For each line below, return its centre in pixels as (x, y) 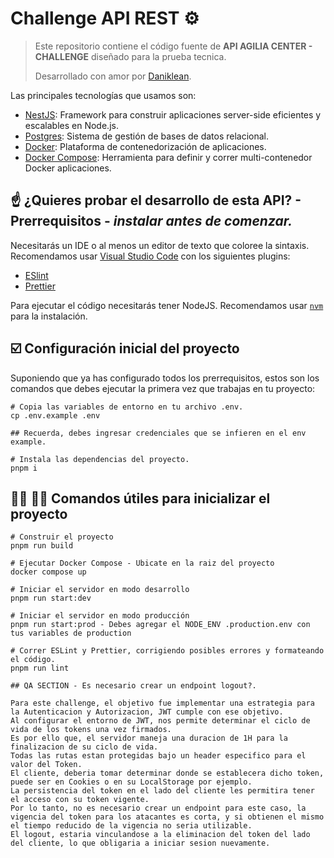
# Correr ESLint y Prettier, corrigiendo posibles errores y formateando (167, 651)
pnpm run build (42, 546)
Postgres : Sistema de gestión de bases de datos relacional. (147, 136)
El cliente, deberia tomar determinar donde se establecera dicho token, (167, 773)
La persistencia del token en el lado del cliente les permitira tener (162, 791)
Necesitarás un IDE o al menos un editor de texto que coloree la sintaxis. (160, 245)
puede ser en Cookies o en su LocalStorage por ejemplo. (131, 782)
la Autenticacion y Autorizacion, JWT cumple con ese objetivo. (147, 712)
